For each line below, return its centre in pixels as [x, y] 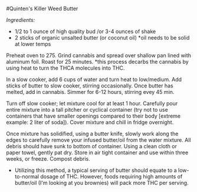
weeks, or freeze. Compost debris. [48, 159]
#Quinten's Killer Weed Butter [42, 9]
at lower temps [33, 44]
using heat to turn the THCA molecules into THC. [65, 68]
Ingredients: [21, 20]
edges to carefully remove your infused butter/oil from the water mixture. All [98, 140]
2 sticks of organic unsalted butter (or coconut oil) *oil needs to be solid [102, 38]
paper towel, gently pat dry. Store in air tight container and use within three [97, 152]
